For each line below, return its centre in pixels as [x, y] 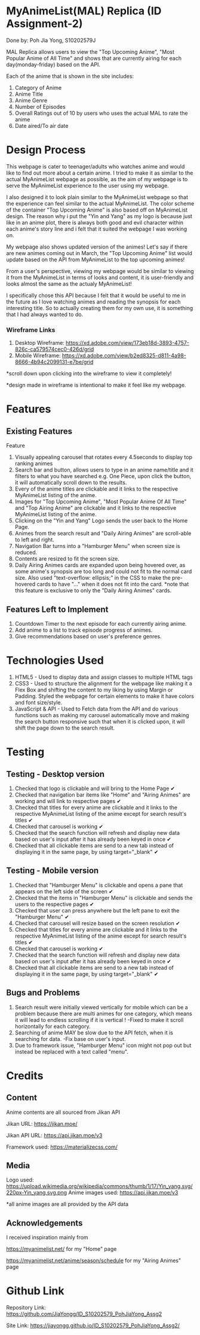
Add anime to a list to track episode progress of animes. [84, 630]
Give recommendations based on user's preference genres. [88, 636]
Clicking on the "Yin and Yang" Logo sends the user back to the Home [101, 520]
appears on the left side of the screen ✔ [64, 891]
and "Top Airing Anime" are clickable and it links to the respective [96, 508]
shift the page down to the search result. [65, 728]
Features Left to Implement [57, 609]
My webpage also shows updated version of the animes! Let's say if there [97, 247]
